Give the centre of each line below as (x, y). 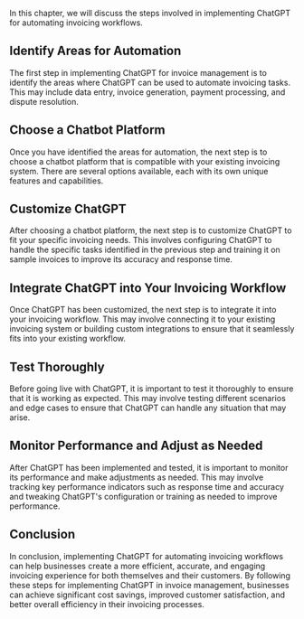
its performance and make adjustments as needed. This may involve (137, 477)
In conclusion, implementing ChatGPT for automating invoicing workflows (146, 556)
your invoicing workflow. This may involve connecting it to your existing (142, 319)
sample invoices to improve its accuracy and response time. (121, 259)
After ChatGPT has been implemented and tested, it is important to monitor (149, 467)
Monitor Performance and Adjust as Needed (136, 446)
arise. (20, 417)
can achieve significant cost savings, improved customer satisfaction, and (147, 595)
